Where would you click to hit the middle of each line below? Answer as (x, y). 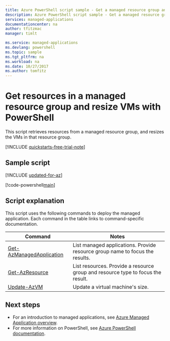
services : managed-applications (39, 19)
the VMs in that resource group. (38, 137)
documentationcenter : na (31, 24)
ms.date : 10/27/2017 (27, 66)
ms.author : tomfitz (26, 71)
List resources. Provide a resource (113, 266)
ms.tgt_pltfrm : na (25, 57)
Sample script (28, 163)
